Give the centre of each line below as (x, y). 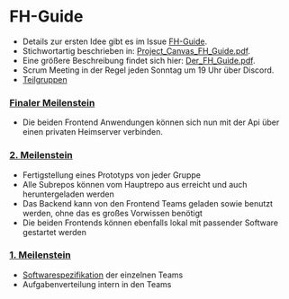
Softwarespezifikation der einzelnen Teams (103, 275)
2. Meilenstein (41, 155)
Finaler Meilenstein (52, 102)
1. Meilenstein (41, 255)
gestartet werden (54, 232)
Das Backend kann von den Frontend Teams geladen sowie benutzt (147, 203)
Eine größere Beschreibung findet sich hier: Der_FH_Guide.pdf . (139, 60)
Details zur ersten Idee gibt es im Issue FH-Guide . (115, 41)
